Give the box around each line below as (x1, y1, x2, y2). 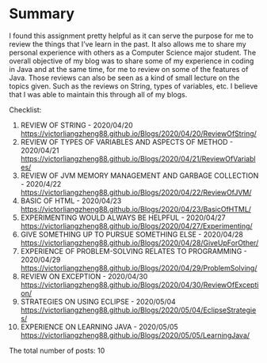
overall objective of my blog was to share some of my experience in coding (9, 56, 254, 66)
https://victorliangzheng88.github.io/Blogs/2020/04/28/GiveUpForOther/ (20, 238, 259, 248)
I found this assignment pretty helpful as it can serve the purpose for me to (9, 31, 254, 40)
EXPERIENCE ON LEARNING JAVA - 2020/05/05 (20, 322, 179, 331)
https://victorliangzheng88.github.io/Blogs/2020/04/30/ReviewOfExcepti (20, 280, 259, 289)
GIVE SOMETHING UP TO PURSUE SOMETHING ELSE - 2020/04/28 (20, 229, 244, 239)
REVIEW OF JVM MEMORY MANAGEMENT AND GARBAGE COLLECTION (20, 171, 259, 180)
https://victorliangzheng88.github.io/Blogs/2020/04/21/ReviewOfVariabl (20, 153, 256, 163)
